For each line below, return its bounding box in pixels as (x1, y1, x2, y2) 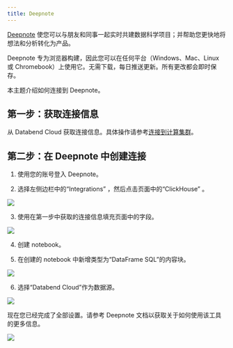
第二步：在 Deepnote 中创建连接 (7, 150, 147, 162)
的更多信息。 (7, 319, 44, 328)
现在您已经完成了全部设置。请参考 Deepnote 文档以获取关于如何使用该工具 (7, 311, 222, 319)
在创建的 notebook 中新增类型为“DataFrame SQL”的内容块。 (17, 255, 190, 264)
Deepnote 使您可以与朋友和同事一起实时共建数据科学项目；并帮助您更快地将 (7, 30, 226, 38)
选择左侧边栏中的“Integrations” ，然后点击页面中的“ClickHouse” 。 (17, 185, 209, 193)
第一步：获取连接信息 (7, 109, 99, 120)
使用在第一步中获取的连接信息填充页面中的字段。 (17, 213, 158, 221)
